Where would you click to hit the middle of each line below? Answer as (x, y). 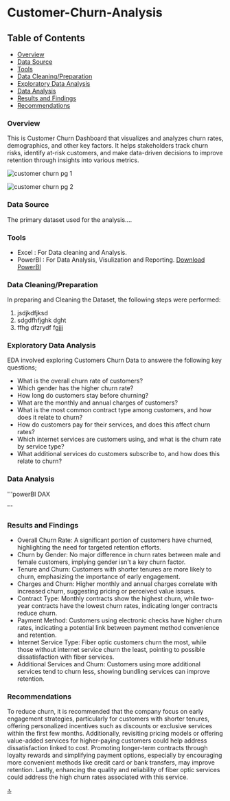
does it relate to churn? (50, 418)
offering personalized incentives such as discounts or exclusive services (110, 726)
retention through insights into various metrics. (73, 160)
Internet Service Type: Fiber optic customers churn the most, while (112, 642)
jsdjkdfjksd (32, 313)
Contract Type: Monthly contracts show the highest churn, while (108, 598)
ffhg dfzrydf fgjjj (40, 328)
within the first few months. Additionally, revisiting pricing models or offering (115, 734)
